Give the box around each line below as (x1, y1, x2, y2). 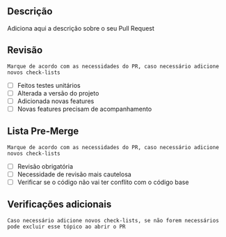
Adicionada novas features (17, 97, 95, 105)
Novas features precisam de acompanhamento (17, 105, 152, 113)
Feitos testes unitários (17, 81, 81, 89)
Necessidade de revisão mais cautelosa (17, 170, 132, 178)
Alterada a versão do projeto (17, 89, 99, 97)
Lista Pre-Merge (7, 125, 79, 137)
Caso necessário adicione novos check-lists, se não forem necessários (7, 217, 219, 224)
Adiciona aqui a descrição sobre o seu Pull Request (7, 24, 155, 32)
